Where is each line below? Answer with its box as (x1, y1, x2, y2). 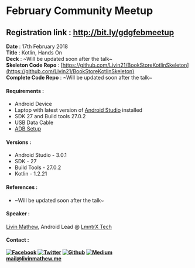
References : (6, 184, 38, 191)
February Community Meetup (6, 4, 153, 18)
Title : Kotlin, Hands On (6, 49, 63, 56)
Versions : (6, 139, 32, 146)
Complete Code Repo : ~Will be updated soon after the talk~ (6, 74, 152, 81)
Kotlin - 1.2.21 (14, 170, 47, 177)
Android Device (14, 101, 53, 108)
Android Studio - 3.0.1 (14, 152, 67, 159)
